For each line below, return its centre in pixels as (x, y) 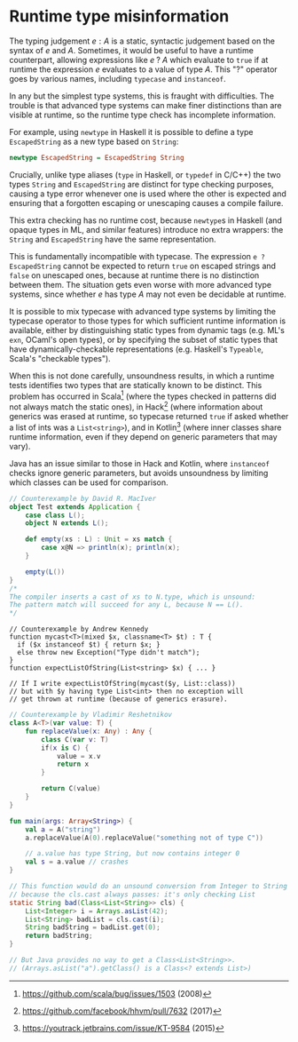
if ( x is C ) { (65, 748)
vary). (20, 446)
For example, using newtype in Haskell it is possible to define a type (131, 131)
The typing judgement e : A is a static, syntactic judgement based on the (142, 41)
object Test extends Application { (75, 507)
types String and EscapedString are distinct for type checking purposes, (141, 184)
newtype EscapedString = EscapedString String (97, 157)
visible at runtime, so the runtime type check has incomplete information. (143, 115)
